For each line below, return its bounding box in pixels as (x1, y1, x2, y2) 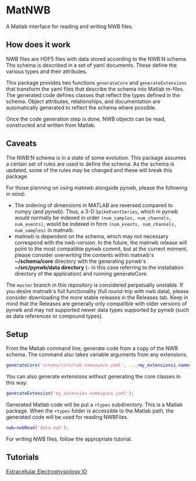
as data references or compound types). (6, 312, 103, 319)
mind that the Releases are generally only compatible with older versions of (6, 300, 187, 307)
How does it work (6, 40, 71, 50)
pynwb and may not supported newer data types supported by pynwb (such (6, 306, 190, 313)
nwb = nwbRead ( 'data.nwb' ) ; (6, 425, 69, 431)
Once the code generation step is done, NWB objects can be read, (6, 115, 166, 122)
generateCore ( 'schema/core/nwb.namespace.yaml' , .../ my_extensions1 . (6, 362, 179, 369)
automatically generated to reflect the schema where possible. (6, 104, 156, 111)
